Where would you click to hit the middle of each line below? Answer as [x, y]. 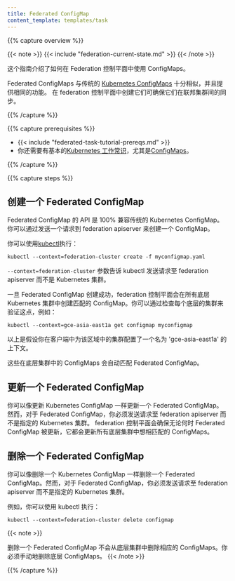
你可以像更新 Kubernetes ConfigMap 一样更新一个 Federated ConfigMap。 [115, 406]
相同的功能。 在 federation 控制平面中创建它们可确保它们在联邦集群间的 [117, 92]
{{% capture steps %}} [40, 178]
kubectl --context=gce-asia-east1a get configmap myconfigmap [100, 326]
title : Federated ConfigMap [48, 14]
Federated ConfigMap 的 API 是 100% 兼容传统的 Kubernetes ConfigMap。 [115, 220]
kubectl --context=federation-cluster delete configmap [90, 520]
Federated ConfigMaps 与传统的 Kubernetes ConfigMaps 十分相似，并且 [112, 83]
